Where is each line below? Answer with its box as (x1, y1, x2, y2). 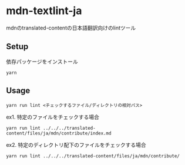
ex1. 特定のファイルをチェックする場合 (6, 113, 100, 120)
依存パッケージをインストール (6, 58, 78, 65)
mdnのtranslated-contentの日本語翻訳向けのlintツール (6, 24, 136, 31)
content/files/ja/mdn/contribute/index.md (6, 130, 112, 136)
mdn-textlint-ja (6, 4, 82, 18)
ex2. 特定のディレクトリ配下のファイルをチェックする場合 (6, 141, 147, 148)
